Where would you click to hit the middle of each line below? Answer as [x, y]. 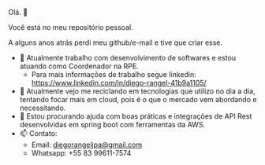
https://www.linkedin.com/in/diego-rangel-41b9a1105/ [119, 83]
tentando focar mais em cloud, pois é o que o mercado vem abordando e [138, 99]
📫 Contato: [38, 133]
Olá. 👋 [18, 12]
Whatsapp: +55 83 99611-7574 [81, 153]
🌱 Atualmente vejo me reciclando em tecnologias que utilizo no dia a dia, [137, 91]
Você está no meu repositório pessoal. [71, 27]
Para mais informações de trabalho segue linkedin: [114, 74]
